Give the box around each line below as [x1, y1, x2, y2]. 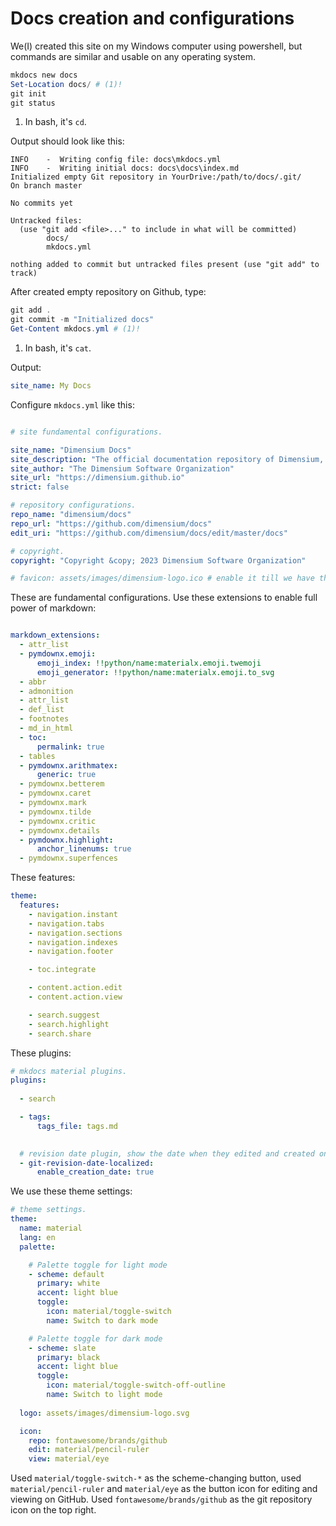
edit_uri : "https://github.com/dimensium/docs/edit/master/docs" [10, 528, 288, 538]
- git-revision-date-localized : [19, 1158, 155, 1168]
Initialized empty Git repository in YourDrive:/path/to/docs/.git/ [10, 172, 302, 182]
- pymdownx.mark [19, 798, 87, 808]
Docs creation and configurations [10, 7, 295, 30]
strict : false [10, 482, 70, 492]
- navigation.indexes [28, 937, 118, 947]
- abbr [19, 677, 47, 687]
